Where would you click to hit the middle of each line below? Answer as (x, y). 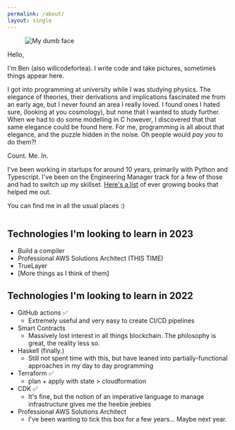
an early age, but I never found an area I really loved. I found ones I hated (114, 104)
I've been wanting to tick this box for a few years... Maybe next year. (127, 419)
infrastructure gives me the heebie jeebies (90, 405)
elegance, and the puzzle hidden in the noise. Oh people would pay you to (115, 134)
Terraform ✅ (36, 373)
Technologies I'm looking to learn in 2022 (101, 295)
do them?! (22, 141)
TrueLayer (32, 266)
